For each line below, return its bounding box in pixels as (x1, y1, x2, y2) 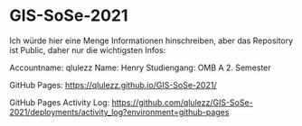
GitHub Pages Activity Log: (9, 96, 110, 108)
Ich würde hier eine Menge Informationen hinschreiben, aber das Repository (9, 35, 294, 46)
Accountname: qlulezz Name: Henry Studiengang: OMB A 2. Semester (9, 62, 271, 73)
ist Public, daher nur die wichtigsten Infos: (9, 44, 166, 55)
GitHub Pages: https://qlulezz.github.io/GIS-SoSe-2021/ (9, 79, 217, 90)
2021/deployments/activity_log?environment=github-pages (9, 106, 230, 117)
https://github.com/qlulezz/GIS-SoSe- (111, 96, 253, 108)
